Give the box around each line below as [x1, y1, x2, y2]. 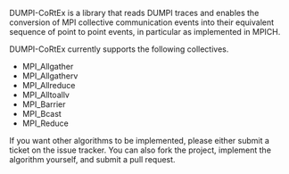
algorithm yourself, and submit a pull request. [9, 154, 176, 164]
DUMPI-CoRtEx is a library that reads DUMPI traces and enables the [9, 8, 260, 18]
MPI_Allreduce [21, 80, 76, 90]
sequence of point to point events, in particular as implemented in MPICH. [9, 27, 281, 37]
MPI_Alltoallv [21, 89, 70, 100]
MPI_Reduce [21, 118, 69, 128]
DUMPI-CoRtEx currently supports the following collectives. [9, 44, 229, 54]
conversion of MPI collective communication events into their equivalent [9, 17, 275, 28]
